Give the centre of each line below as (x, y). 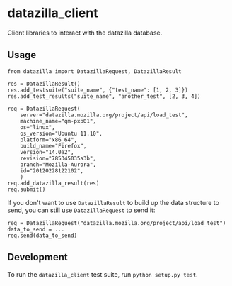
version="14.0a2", (47, 152)
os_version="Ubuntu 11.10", (61, 133)
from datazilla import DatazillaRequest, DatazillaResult (94, 71)
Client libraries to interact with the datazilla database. (85, 33)
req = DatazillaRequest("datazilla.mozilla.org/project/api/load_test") (117, 223)
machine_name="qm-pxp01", (58, 121)
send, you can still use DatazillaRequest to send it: (81, 210)
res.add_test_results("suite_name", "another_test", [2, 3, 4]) (104, 96)
